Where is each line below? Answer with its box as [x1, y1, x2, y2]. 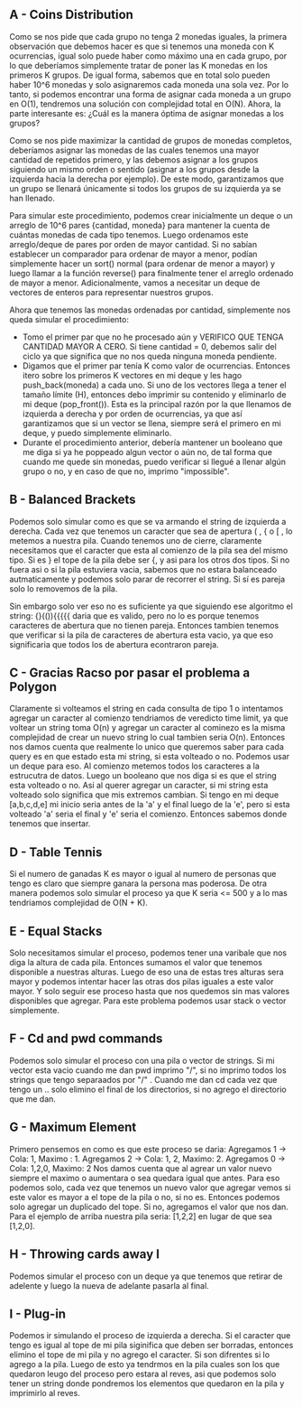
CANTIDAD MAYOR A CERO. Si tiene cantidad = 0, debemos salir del [22, 340, 277, 351]
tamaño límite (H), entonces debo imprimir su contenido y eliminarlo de [22, 388, 287, 400]
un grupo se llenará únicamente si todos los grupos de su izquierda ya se [9, 182, 281, 193]
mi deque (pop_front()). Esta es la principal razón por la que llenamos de [22, 398, 292, 409]
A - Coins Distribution [9, 7, 133, 23]
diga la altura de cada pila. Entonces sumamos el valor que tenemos [9, 957, 263, 968]
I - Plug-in [9, 1306, 66, 1321]
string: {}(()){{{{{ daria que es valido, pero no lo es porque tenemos [9, 610, 260, 621]
